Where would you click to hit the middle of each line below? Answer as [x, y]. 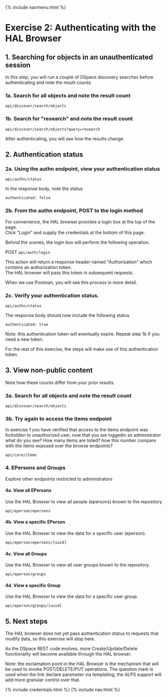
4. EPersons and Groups [35, 468]
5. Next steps [26, 621]
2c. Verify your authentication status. [52, 295]
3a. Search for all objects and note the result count [69, 395]
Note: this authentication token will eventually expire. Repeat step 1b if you [82, 334]
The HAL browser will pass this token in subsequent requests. [69, 272]
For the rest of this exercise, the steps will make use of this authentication [82, 349]
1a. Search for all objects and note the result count [68, 96]
